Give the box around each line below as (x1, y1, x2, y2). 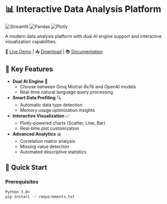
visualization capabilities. (5, 38, 57, 45)
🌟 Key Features (5, 65, 53, 74)
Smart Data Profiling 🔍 (12, 94, 61, 100)
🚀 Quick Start (5, 163, 47, 172)
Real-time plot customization (19, 125, 79, 131)
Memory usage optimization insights (19, 107, 95, 113)
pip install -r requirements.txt (5, 194, 75, 199)
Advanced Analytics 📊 (12, 131, 61, 137)
